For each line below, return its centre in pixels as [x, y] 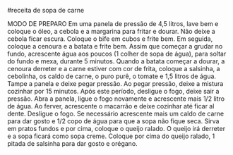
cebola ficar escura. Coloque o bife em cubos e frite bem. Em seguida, [110, 39]
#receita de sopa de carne [46, 10]
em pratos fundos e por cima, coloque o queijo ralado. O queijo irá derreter [116, 129]
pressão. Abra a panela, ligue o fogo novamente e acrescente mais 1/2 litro [116, 99]
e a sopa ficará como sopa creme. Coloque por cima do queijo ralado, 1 [111, 136]
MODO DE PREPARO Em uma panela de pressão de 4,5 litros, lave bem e [113, 24]
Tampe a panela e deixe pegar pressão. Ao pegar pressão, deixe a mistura [115, 83]
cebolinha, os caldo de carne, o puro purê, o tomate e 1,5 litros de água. [112, 76]
